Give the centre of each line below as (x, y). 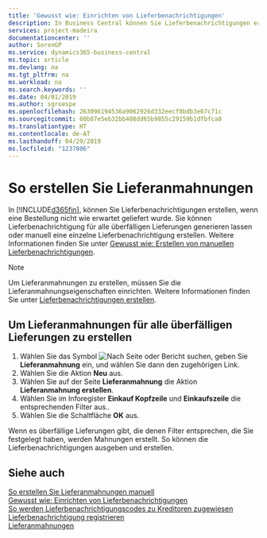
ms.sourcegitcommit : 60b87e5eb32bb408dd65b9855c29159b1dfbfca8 (115, 119)
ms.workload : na (35, 82)
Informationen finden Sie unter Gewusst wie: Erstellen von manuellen (121, 244)
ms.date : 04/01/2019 (43, 97)
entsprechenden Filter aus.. (65, 407)
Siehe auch (37, 472)
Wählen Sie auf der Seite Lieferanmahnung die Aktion (108, 381)
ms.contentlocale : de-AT (49, 134)
